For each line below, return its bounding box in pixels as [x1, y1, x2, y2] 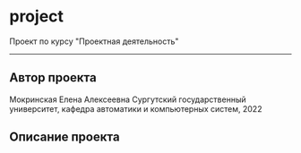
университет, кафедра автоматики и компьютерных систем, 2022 [9, 103, 262, 114]
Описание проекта [9, 130, 120, 145]
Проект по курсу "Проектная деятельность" [9, 36, 179, 47]
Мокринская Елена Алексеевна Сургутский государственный [9, 94, 246, 105]
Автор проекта [9, 70, 97, 86]
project [9, 6, 64, 27]
